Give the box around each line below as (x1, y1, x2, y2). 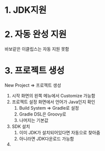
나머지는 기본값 (19, 118, 49, 123)
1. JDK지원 (4, 4, 47, 16)
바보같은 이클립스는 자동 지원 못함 (4, 46, 70, 52)
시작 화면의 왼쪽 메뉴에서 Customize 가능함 (11, 93, 96, 99)
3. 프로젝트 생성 (4, 65, 65, 76)
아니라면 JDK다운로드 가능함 (19, 136, 74, 142)
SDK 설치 (11, 123, 30, 129)
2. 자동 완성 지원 (4, 29, 67, 40)
